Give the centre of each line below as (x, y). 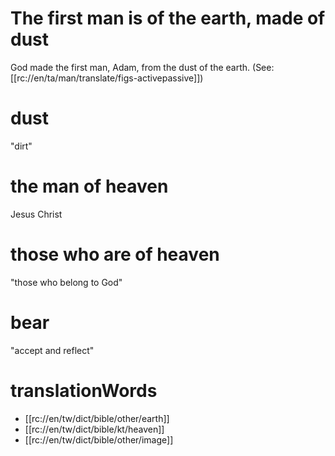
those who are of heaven (115, 254)
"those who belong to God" (66, 282)
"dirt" (21, 146)
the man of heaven (89, 186)
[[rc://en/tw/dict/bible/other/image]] (99, 439)
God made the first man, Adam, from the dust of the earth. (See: (142, 67)
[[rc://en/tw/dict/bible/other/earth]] (97, 418)
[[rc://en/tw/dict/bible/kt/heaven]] (94, 429)
